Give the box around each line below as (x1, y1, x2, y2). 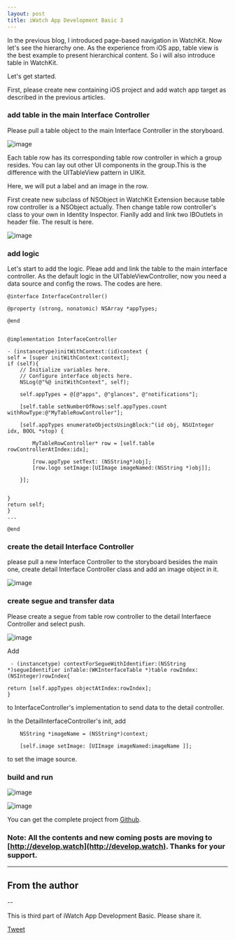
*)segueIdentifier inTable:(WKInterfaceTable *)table (7, 666, 168, 673)
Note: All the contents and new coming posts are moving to (7, 832, 213, 842)
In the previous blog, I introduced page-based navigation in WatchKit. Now (7, 36, 222, 44)
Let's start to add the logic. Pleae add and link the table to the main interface (7, 265, 228, 273)
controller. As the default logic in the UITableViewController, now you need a (7, 272, 227, 281)
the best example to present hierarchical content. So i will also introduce (7, 50, 215, 59)
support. (7, 850, 38, 860)
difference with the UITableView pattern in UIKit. (7, 168, 146, 176)
